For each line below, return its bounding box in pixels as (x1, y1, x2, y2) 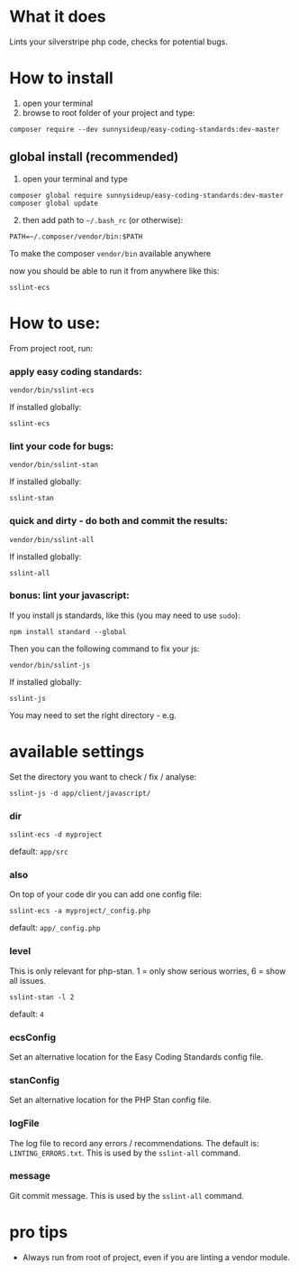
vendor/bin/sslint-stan (9, 461, 99, 470)
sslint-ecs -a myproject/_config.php (9, 906, 151, 916)
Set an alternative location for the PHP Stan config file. (9, 1095, 212, 1106)
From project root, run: (9, 342, 93, 353)
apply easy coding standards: (9, 365, 142, 378)
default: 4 (9, 1008, 45, 1019)
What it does (9, 6, 106, 27)
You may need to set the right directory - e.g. (9, 709, 177, 720)
